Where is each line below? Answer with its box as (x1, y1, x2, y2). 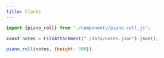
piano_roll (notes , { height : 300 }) (6, 46, 92, 52)
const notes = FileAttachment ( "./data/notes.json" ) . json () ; (6, 36, 159, 41)
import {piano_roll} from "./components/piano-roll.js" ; (6, 25, 151, 31)
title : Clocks (6, 8, 42, 15)
